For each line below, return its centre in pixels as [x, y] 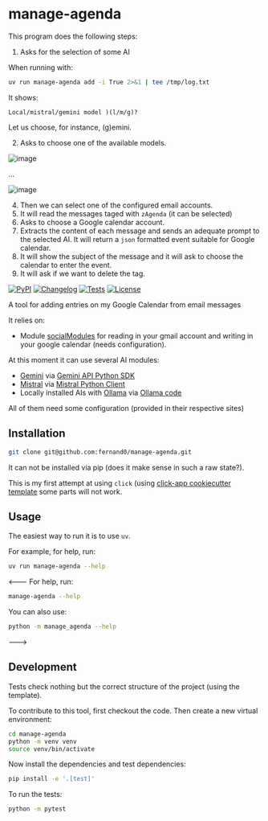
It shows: [23, 97]
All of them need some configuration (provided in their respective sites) [126, 408]
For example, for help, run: [52, 552]
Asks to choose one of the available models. [93, 142]
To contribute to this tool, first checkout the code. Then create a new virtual [133, 710]
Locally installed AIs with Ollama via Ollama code [101, 392]
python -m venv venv [43, 741]
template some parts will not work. [65, 491]
